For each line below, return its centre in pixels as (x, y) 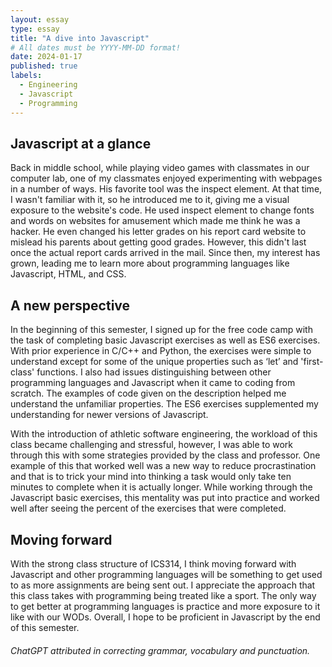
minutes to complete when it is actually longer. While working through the (161, 487)
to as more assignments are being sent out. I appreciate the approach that (163, 585)
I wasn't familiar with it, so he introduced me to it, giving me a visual (150, 200)
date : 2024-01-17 (46, 57)
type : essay (35, 29)
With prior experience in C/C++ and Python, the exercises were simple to (161, 351)
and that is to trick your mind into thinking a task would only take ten (151, 477)
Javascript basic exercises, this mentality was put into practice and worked (165, 498)
